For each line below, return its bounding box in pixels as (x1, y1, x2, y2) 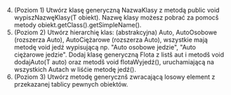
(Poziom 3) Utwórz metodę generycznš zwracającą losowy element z (13, 73, 216, 81)
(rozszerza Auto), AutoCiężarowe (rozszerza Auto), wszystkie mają (13, 36, 209, 44)
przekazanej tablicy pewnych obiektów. (13, 80, 128, 88)
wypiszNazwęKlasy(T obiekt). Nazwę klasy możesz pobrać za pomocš (13, 13, 219, 22)
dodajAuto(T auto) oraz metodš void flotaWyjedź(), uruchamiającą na (13, 58, 214, 66)
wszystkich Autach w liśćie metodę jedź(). (13, 66, 137, 73)
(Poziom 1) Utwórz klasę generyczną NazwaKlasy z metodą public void (13, 6, 220, 14)
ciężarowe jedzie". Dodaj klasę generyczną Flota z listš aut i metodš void (13, 50, 225, 59)
